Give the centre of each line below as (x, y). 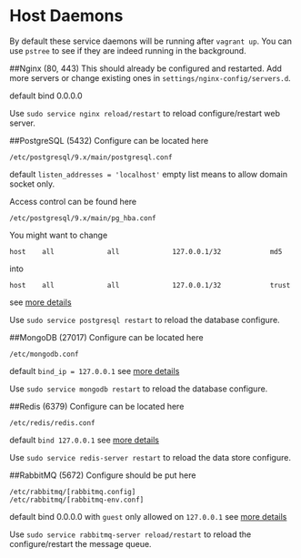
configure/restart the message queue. (80, 543)
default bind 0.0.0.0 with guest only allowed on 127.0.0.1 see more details (148, 516)
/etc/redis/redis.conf (52, 423)
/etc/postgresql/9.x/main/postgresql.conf (91, 157)
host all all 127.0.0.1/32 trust (150, 285)
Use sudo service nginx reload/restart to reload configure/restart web (145, 113)
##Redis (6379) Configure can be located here (97, 406)
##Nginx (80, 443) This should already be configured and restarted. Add (145, 68)
